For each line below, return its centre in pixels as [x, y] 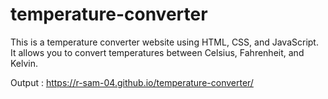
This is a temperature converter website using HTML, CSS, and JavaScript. [164, 42]
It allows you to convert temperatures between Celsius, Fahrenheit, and [157, 52]
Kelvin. [24, 63]
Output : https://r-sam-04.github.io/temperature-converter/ [132, 82]
